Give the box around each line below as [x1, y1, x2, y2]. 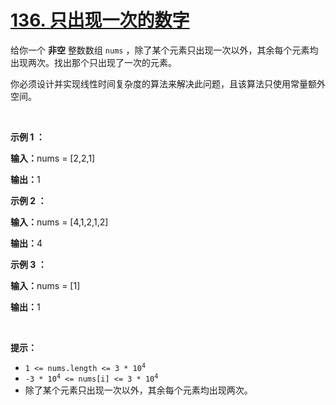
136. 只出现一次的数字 [10, 9, 190, 32]
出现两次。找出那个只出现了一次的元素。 [10, 56, 177, 68]
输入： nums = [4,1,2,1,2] [10, 216, 109, 228]
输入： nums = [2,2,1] [10, 152, 96, 164]
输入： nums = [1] [10, 279, 81, 291]
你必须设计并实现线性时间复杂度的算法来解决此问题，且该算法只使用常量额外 [10, 77, 326, 90]
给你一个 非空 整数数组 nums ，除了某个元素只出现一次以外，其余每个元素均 [10, 44, 319, 56]
